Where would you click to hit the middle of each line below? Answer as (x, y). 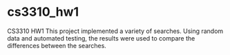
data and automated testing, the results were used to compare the (101, 38)
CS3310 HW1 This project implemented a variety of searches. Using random (115, 31)
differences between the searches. (57, 45)
